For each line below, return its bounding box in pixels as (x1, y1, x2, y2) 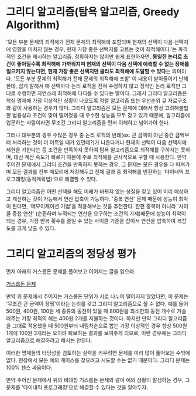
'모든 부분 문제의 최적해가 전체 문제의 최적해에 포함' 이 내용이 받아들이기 (13, 75, 177, 82)
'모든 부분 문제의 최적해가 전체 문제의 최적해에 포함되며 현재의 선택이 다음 (6, 38, 173, 45)
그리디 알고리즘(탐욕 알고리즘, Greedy (6, 5, 180, 19)
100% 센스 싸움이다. (6, 364, 53, 371)
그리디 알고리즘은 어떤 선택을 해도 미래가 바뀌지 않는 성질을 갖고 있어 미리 (6, 188, 173, 195)
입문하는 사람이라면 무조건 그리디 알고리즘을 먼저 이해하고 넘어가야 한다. (6, 119, 170, 126)
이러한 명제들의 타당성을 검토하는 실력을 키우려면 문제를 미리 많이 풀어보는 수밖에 (6, 349, 191, 356)
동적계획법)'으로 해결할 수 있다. (26, 175, 98, 182)
